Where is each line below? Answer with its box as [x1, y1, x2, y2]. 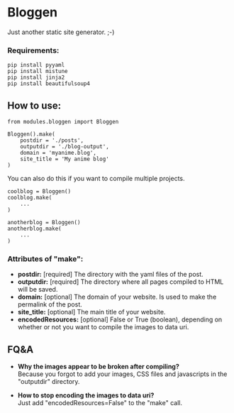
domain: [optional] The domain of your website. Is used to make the [17, 292, 217, 302]
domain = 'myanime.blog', [20, 150, 97, 157]
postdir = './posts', [20, 137, 84, 144]
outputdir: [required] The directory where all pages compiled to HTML [17, 277, 224, 286]
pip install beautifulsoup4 [7, 80, 91, 87]
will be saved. [17, 285, 58, 294]
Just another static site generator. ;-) [7, 28, 115, 36]
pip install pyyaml [7, 62, 65, 69]
